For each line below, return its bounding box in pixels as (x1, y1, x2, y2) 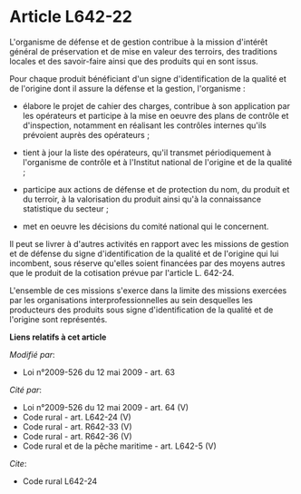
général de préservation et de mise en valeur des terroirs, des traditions (9, 45, 278, 56)
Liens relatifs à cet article (9, 331, 107, 342)
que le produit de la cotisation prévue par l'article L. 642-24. (9, 267, 235, 278)
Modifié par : (9, 349, 56, 360)
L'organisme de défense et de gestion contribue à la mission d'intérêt (9, 36, 268, 47)
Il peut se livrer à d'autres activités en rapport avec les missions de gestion (9, 238, 289, 249)
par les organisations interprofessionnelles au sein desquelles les (9, 294, 254, 305)
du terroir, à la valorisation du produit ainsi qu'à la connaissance (22, 193, 262, 204)
